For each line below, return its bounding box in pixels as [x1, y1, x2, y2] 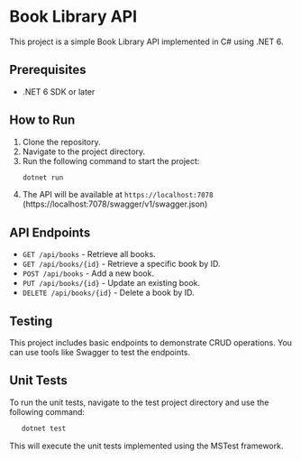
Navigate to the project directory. [22, 146, 146, 157]
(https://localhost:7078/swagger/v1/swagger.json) [22, 198, 208, 209]
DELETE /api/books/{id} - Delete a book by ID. [22, 287, 196, 299]
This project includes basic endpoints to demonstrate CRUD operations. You [9, 337, 293, 348]
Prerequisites [9, 62, 87, 78]
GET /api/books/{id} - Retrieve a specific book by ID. [22, 259, 221, 270]
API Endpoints [9, 225, 91, 240]
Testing [9, 313, 53, 328]
